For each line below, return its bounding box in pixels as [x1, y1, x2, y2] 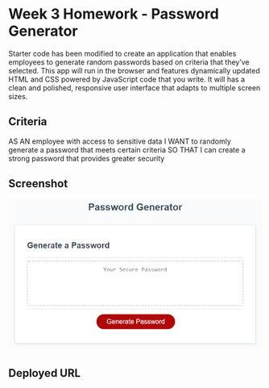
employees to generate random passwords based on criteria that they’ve [8, 57, 250, 67]
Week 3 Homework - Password [8, 5, 219, 23]
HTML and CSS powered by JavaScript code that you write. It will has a [8, 74, 246, 84]
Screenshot [8, 177, 68, 190]
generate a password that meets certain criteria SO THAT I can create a [8, 144, 246, 154]
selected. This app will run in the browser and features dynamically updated [8, 65, 260, 75]
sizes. [8, 91, 28, 101]
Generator [8, 22, 78, 40]
